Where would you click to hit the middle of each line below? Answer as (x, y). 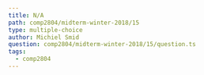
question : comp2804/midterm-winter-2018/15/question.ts (102, 45)
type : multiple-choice (45, 30)
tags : (17, 52)
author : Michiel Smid (44, 37)
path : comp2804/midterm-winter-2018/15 (74, 23)
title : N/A (26, 15)
